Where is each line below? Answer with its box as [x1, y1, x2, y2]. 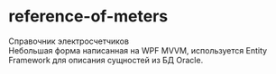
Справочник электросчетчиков [8, 36, 130, 46]
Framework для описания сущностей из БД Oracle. [8, 54, 204, 65]
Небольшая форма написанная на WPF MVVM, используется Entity [8, 45, 268, 55]
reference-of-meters [8, 6, 169, 27]
